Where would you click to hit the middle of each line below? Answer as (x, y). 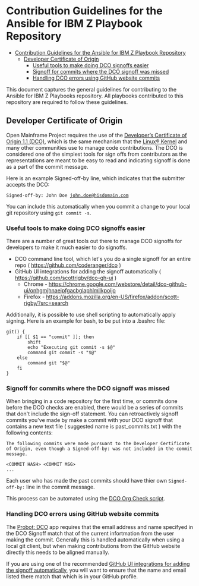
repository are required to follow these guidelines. (67, 102)
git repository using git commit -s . (49, 213)
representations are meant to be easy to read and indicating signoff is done (98, 160)
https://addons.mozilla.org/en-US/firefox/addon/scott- (113, 297)
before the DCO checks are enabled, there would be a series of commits (95, 408)
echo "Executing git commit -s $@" (72, 348)
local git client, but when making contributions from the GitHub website (93, 546)
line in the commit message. (61, 487)
